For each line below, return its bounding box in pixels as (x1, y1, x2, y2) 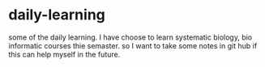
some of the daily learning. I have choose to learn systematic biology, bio (8, 32, 253, 42)
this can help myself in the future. (8, 49, 121, 59)
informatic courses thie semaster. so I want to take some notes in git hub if (8, 40, 258, 50)
